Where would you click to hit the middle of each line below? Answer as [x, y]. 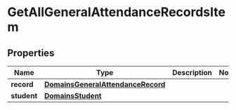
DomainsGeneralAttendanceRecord [105, 84]
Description [192, 73]
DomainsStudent [73, 96]
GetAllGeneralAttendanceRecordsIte [117, 12]
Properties [31, 53]
